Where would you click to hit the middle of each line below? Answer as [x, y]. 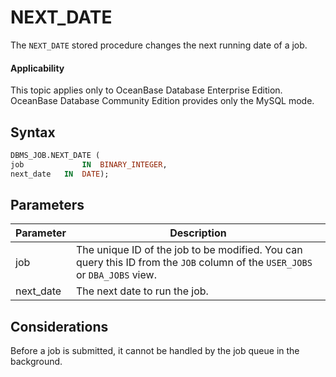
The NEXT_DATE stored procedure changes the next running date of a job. [159, 45]
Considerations [59, 326]
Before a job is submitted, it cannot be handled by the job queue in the [155, 351]
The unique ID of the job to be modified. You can [189, 250]
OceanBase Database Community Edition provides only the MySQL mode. [162, 101]
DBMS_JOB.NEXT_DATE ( [55, 155]
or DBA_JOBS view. [116, 275]
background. [36, 362]
